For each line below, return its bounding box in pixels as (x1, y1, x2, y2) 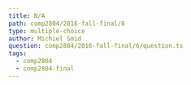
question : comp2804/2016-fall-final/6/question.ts (8, 42, 184, 50)
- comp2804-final (15, 65, 75, 73)
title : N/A (8, 11, 46, 20)
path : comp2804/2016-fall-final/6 (8, 19, 126, 28)
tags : (8, 49, 27, 57)
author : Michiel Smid (8, 34, 82, 43)
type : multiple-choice (8, 27, 85, 35)
